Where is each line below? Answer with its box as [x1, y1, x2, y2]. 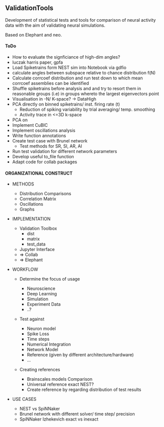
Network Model [27, 347, 58, 353]
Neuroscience [27, 285, 55, 291]
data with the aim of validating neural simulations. [5, 22, 106, 28]
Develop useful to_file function [12, 154, 75, 160]
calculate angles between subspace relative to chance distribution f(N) [12, 70, 156, 76]
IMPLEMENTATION [12, 216, 51, 222]
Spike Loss [27, 331, 49, 337]
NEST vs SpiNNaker [19, 406, 60, 412]
